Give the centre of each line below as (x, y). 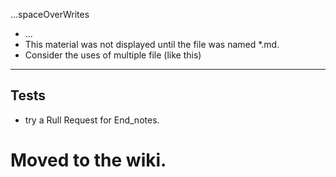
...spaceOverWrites (50, 14)
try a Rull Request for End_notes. (92, 120)
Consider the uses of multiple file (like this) (113, 55)
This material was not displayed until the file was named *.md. (152, 44)
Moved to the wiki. (88, 160)
